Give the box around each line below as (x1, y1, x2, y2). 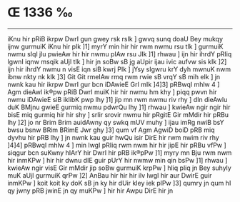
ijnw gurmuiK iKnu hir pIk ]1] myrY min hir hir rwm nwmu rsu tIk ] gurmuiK (7, 42, 224, 51)
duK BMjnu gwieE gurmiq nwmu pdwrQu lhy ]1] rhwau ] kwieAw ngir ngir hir (7, 103, 231, 111)
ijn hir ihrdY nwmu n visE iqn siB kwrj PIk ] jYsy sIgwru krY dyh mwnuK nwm (7, 65, 231, 74)
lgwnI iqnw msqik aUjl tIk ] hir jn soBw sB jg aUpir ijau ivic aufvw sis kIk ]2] (7, 57, 227, 66)
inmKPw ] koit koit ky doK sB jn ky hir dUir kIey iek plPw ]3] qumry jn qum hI (7, 178, 231, 187)
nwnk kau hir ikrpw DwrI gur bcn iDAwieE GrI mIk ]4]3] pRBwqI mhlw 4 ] (7, 80, 220, 89)
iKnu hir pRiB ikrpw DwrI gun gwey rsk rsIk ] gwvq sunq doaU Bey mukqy (7, 34, 224, 43)
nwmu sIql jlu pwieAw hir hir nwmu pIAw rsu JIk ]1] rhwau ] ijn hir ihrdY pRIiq (7, 49, 232, 58)
